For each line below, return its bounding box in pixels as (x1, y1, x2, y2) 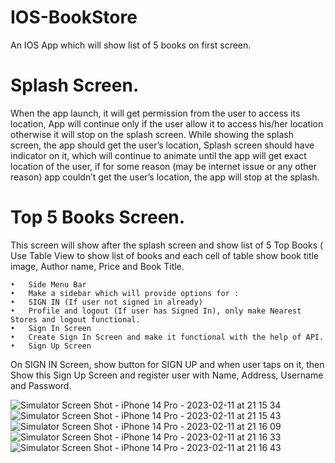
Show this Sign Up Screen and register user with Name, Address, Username (10, 369, 324, 381)
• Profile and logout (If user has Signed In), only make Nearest (10, 306, 302, 316)
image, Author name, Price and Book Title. (10, 260, 185, 272)
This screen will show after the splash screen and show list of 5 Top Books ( (10, 239, 324, 251)
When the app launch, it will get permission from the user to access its (10, 107, 301, 119)
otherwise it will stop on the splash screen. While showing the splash (10, 128, 294, 140)
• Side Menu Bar (10, 279, 87, 290)
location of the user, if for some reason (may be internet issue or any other (10, 160, 318, 172)
